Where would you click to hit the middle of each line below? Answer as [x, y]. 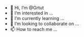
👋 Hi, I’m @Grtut [27, 8]
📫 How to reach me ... [34, 29]
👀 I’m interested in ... [32, 13]
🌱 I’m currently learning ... [37, 18]
